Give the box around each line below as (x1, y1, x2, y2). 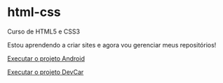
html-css (7, 4, 61, 20)
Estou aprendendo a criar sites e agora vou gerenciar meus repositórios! (7, 40, 217, 49)
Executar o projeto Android (7, 54, 86, 63)
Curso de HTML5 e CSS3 (7, 27, 81, 36)
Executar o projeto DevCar (7, 68, 84, 76)
